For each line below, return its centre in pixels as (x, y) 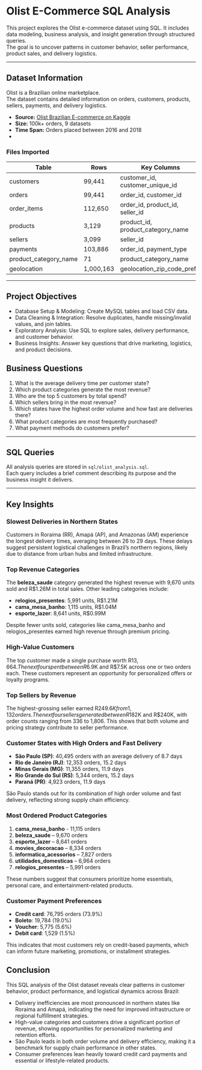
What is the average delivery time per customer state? (82, 383)
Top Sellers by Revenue (41, 695)
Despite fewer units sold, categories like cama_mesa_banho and (86, 625)
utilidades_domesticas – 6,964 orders (63, 861)
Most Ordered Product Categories (57, 816)
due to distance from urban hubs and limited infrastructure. (80, 554)
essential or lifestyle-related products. (62, 1060)
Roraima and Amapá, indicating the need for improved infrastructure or (103, 1009)
